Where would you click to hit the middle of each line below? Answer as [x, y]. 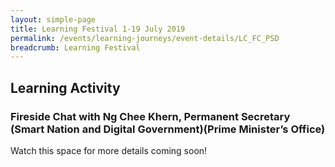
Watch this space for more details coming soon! [109, 150]
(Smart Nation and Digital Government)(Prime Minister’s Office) [168, 129]
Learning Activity [65, 87]
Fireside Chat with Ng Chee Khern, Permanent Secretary [150, 116]
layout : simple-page [53, 19]
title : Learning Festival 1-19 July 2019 [98, 29]
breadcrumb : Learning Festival [75, 47]
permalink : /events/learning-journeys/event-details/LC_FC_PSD [145, 38]
